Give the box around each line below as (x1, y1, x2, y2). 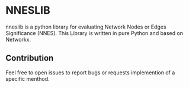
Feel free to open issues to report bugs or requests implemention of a (5, 69, 175, 76)
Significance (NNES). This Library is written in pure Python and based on (5, 29, 183, 36)
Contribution (5, 53, 54, 63)
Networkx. (5, 36, 31, 43)
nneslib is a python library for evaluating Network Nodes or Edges (5, 23, 166, 30)
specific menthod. (5, 75, 50, 82)
